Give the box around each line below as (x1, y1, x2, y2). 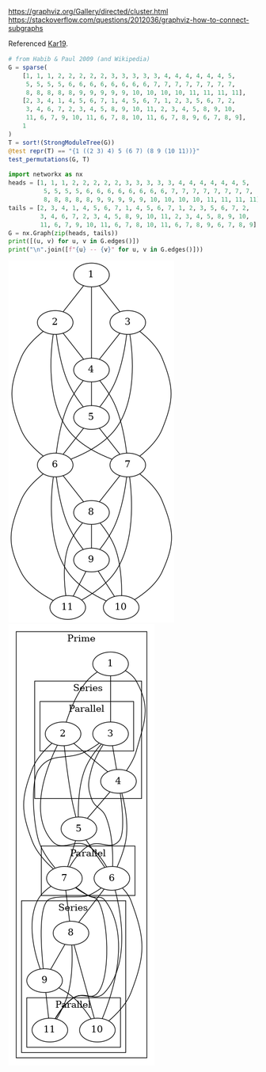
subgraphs (8, 24, 44, 32)
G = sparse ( (8, 63, 47, 71)
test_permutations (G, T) (8, 155, 90, 163)
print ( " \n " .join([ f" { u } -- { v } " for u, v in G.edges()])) (8, 245, 203, 254)
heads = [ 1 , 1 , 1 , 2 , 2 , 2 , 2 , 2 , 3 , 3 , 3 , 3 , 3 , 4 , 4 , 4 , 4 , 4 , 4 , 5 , (8, 179, 250, 187)
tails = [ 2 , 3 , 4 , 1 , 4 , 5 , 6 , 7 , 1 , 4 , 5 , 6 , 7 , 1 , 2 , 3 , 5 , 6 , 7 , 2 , (8, 203, 250, 212)
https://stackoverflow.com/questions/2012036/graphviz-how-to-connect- (8, 15, 249, 25)
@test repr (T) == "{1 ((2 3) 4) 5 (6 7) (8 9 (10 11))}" (8, 146, 200, 155)
